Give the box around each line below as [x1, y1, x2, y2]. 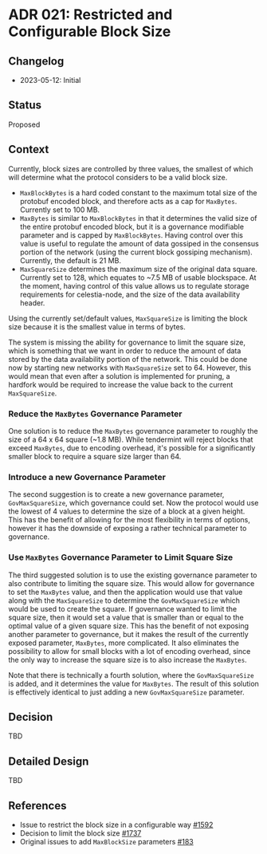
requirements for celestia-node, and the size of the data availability [19, 289, 241, 299]
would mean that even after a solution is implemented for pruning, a [8, 371, 230, 380]
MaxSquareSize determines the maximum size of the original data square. [19, 264, 257, 274]
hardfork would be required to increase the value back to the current [8, 380, 234, 389]
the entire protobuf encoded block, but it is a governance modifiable [19, 222, 245, 231]
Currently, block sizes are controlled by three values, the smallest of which [8, 163, 253, 173]
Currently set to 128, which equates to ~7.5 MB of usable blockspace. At [19, 273, 257, 282]
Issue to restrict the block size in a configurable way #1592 [19, 820, 214, 829]
